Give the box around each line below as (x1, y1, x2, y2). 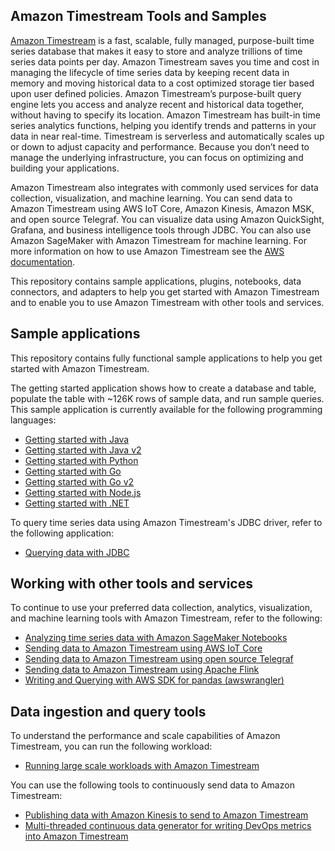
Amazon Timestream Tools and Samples (10, 8, 267, 25)
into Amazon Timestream (24, 830, 129, 843)
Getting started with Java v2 (24, 444, 142, 456)
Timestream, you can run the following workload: (10, 740, 213, 753)
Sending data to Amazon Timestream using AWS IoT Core (24, 642, 263, 654)
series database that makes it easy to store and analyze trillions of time (10, 45, 303, 57)
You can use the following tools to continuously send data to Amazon (10, 779, 295, 791)
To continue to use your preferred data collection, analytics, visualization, (10, 602, 313, 614)
